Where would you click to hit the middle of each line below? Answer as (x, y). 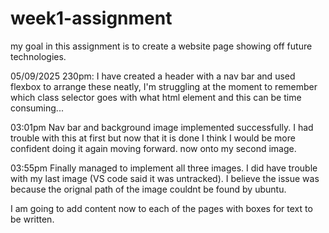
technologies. (38, 56)
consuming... (37, 108)
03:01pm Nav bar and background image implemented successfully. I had (162, 127)
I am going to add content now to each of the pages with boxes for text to (161, 208)
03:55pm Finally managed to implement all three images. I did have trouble (164, 168)
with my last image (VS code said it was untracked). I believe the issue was (165, 178)
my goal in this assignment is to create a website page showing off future (161, 46)
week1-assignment (91, 18)
